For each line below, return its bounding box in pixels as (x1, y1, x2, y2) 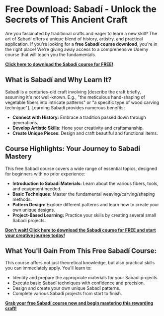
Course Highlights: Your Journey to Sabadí (5, 145, 141, 153)
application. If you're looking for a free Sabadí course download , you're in (5, 41, 158, 47)
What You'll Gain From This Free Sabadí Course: (5, 246, 157, 255)
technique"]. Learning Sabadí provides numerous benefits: (5, 104, 125, 110)
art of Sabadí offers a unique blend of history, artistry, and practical (5, 36, 143, 42)
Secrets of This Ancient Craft (5, 14, 128, 25)
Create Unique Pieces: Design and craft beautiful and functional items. (12, 130, 158, 136)
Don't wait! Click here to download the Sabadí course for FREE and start (5, 227, 156, 233)
